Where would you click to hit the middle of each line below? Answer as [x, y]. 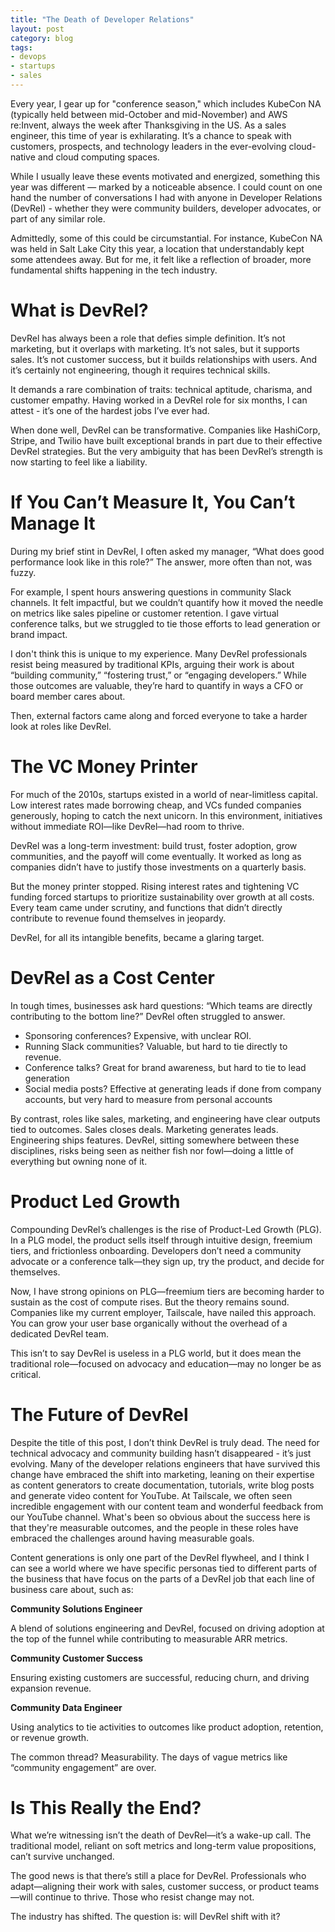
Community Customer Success [76, 1658]
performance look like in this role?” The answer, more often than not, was [161, 562]
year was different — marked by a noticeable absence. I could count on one [166, 187]
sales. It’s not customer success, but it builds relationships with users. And [163, 359]
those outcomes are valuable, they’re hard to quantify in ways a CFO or [157, 685]
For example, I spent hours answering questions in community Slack [151, 592]
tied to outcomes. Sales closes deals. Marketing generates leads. [144, 1129]
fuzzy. [23, 572]
